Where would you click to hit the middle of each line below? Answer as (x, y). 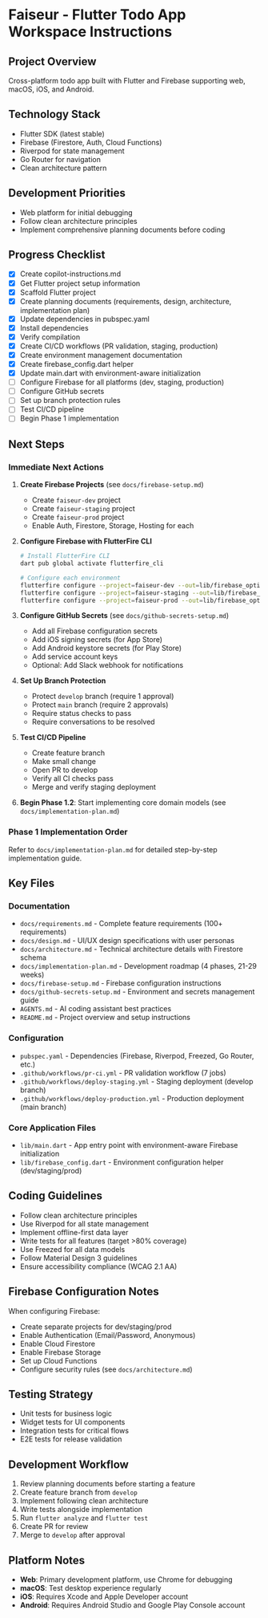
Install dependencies (54, 327)
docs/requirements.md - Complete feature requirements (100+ (121, 924)
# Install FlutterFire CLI (65, 556)
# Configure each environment (70, 578)
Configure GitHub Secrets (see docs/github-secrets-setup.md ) (124, 616)
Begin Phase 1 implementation (70, 418)
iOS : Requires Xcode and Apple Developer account (104, 1597)
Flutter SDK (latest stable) (62, 133)
